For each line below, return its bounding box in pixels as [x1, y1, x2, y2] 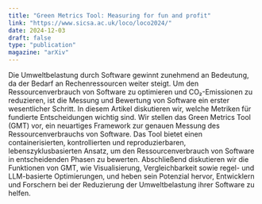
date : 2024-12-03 [8, 26, 66, 34]
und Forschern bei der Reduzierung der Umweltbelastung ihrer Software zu [8, 180, 256, 189]
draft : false [8, 33, 52, 42]
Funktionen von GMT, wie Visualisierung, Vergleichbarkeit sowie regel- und [8, 164, 255, 172]
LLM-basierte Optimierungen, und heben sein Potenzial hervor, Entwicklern [8, 171, 255, 181]
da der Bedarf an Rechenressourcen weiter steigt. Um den [8, 79, 199, 88]
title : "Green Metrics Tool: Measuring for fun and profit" [8, 11, 212, 20]
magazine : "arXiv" [8, 48, 69, 56]
